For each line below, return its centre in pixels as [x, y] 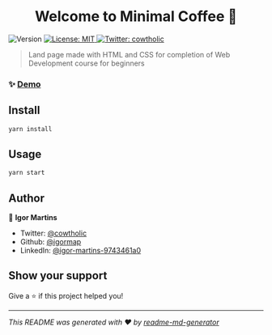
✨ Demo [25, 84]
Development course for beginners [86, 63]
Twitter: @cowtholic [53, 233]
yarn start [27, 173]
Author [26, 198]
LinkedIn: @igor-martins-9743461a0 [81, 251]
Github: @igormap [51, 242]
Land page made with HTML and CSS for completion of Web [129, 54]
